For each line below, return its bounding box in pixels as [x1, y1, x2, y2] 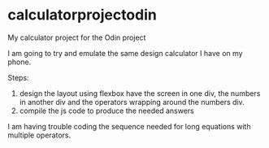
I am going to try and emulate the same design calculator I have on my [7, 48, 243, 58]
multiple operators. [7, 130, 71, 140]
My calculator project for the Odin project [7, 33, 146, 42]
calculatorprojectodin [7, 6, 158, 24]
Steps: [7, 72, 29, 82]
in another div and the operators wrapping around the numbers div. [19, 97, 245, 107]
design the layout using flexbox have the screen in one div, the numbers [19, 88, 261, 98]
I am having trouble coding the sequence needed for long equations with [7, 121, 251, 131]
